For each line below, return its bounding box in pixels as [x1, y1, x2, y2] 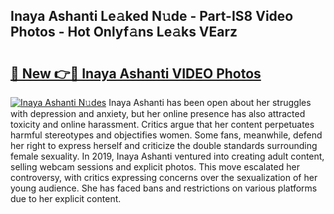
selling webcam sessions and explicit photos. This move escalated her [10, 161, 300, 173]
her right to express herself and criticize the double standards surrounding [10, 140, 318, 151]
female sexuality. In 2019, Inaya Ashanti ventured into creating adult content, [10, 150, 325, 162]
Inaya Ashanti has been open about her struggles [108, 97, 312, 108]
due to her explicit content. [10, 193, 122, 204]
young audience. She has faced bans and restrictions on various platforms [10, 182, 318, 194]
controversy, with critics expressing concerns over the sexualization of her [10, 172, 318, 183]
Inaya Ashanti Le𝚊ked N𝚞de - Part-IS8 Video [10, 8, 294, 25]
